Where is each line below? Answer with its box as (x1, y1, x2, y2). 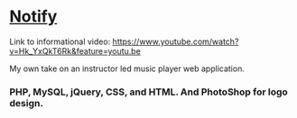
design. (9, 96, 43, 109)
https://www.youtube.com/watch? (112, 36, 239, 47)
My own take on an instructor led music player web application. (9, 63, 246, 74)
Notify (9, 6, 58, 27)
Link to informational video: (9, 36, 111, 47)
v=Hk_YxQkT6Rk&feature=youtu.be (9, 45, 142, 56)
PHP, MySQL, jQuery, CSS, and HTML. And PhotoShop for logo (9, 86, 289, 98)
